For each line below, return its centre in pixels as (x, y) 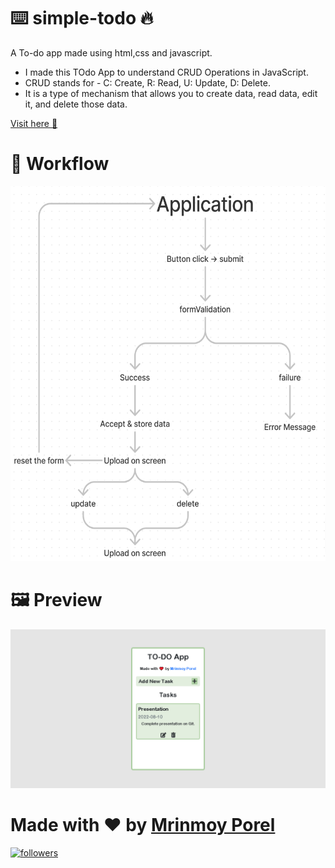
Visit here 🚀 (34, 123)
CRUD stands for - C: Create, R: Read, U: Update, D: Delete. (147, 82)
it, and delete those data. (76, 104)
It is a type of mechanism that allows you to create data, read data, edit (171, 93)
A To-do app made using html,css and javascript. (111, 52)
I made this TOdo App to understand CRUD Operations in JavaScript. (166, 72)
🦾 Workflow (60, 164)
